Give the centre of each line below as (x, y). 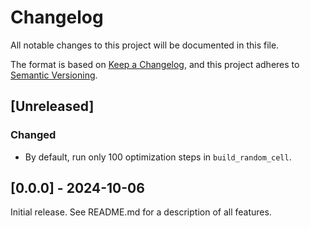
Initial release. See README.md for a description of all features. (141, 212)
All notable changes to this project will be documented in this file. (145, 45)
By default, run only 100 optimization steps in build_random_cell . (158, 157)
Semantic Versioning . (54, 75)
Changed (33, 135)
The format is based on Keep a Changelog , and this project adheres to (155, 64)
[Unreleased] (52, 106)
